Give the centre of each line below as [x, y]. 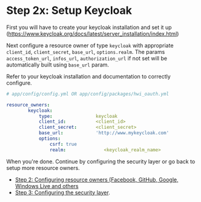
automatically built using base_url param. [58, 65]
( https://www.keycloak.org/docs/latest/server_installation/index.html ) [93, 33]
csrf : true [63, 144]
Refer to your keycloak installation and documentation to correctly [88, 76]
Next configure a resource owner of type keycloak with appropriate [90, 45]
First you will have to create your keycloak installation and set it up [89, 27]
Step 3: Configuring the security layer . [62, 192]
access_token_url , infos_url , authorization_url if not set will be [87, 58]
